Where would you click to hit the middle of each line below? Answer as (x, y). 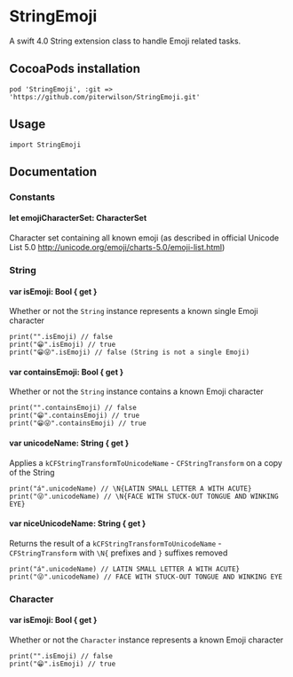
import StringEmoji (45, 145)
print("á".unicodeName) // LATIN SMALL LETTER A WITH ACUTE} (125, 569)
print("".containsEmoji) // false (73, 408)
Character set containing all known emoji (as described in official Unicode (144, 238)
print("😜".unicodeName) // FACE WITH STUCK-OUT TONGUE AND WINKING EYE (146, 577)
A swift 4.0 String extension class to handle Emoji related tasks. (125, 41)
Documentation (53, 172)
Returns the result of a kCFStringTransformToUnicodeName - (115, 543)
